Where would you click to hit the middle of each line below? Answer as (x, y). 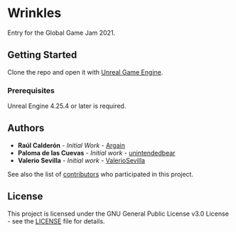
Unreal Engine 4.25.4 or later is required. (67, 106)
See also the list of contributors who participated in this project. (101, 174)
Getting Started (42, 55)
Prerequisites (31, 90)
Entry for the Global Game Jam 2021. (61, 33)
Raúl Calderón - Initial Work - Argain (71, 145)
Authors (26, 128)
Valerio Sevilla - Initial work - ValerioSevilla (81, 160)
